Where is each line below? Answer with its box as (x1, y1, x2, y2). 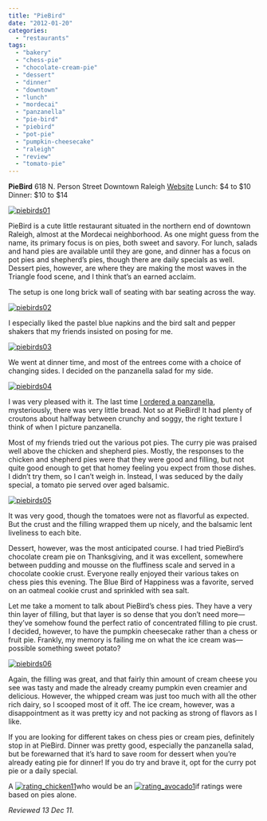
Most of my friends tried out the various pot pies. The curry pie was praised (8, 438, 257, 447)
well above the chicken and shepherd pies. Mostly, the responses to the (8, 446, 245, 456)
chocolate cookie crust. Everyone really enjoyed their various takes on (8, 569, 239, 579)
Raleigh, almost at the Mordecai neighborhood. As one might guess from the (8, 230, 259, 239)
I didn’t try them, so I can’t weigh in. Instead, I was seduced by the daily (8, 472, 243, 481)
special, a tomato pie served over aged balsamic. (8, 480, 170, 490)
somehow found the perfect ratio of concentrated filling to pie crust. (34, 619, 257, 628)
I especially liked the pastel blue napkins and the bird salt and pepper (8, 318, 236, 328)
